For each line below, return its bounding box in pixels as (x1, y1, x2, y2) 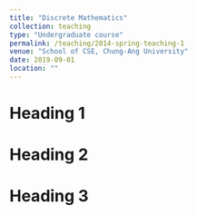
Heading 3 (9, 186, 89, 207)
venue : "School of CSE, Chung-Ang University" (9, 47, 189, 56)
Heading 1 (9, 103, 86, 123)
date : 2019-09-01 (9, 55, 75, 64)
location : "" (9, 64, 59, 73)
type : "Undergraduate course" (9, 30, 124, 39)
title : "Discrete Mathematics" (9, 13, 128, 23)
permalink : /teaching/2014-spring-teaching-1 (9, 38, 184, 48)
